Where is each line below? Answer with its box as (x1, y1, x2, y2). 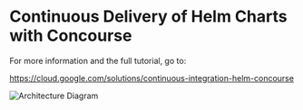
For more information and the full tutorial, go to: (9, 55, 187, 66)
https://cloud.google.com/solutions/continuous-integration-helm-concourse (9, 72, 295, 83)
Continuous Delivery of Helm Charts (9, 6, 288, 27)
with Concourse (9, 25, 132, 46)
